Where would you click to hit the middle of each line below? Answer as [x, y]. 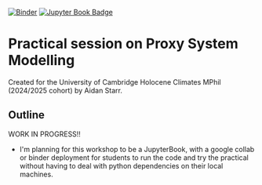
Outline [26, 115]
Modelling [42, 61]
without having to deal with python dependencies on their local [121, 165]
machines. [36, 174]
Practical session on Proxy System [124, 44]
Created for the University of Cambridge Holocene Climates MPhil [115, 82]
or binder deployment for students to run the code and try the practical [134, 158]
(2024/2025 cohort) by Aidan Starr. [65, 90]
